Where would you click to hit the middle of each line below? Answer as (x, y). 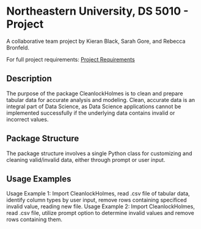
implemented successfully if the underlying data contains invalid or (91, 113)
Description (29, 78)
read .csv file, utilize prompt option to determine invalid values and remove (100, 213)
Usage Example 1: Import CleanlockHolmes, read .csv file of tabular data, (98, 194)
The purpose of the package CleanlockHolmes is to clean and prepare (95, 93)
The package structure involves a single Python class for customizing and (99, 153)
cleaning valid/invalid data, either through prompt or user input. (86, 159)
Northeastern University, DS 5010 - (97, 11)
